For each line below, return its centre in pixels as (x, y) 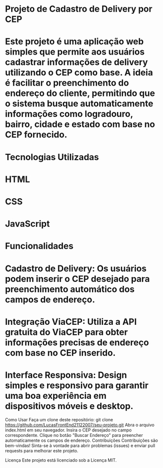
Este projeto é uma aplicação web (74, 42)
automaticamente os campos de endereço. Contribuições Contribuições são (81, 440)
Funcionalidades (39, 246)
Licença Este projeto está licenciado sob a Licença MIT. (61, 460)
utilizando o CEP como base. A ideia (79, 73)
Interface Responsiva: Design (66, 375)
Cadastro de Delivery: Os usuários (76, 268)
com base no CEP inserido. (60, 353)
